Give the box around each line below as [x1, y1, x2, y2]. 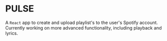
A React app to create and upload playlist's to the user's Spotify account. [5, 19, 158, 25]
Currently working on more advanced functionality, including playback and [5, 24, 162, 30]
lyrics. [5, 30, 18, 36]
